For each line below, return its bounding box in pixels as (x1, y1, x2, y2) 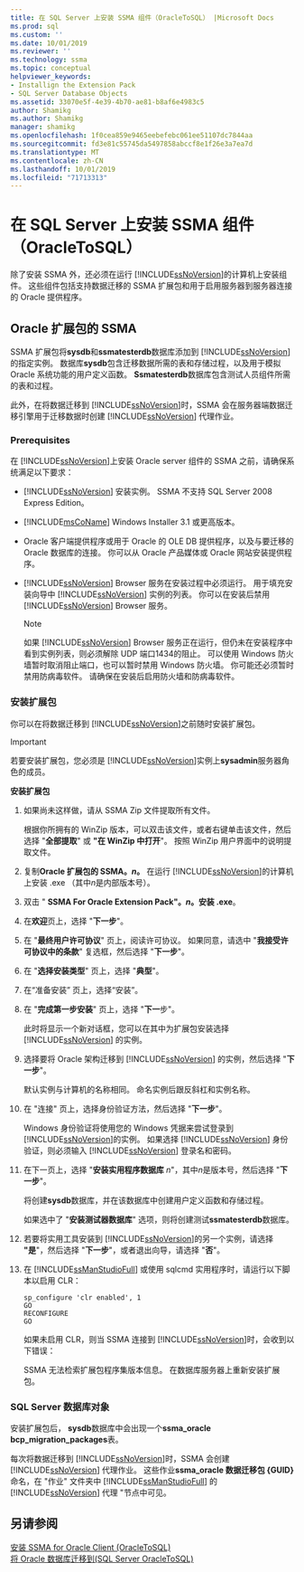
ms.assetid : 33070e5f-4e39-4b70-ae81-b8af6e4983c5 (10, 97, 205, 107)
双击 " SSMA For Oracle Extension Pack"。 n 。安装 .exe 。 (23, 896, 242, 907)
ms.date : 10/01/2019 (10, 38, 88, 48)
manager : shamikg (10, 123, 76, 132)
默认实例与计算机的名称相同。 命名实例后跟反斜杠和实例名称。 (23, 1084, 255, 1094)
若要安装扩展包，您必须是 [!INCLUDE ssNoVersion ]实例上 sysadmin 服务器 (10, 754, 282, 765)
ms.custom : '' (10, 30, 64, 39)
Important (10, 736, 47, 747)
